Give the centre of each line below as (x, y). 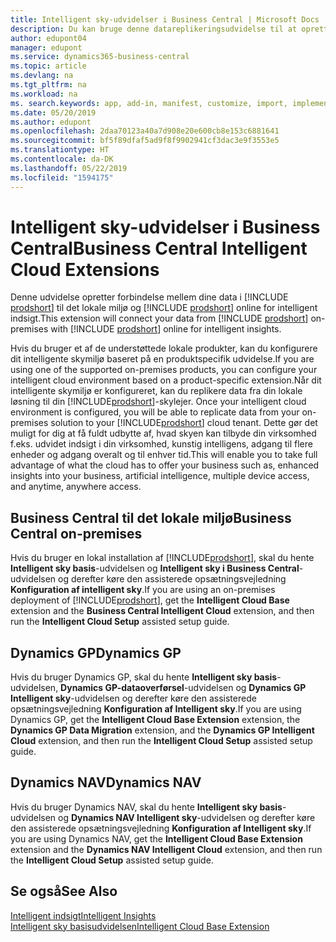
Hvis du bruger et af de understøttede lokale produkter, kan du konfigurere (164, 348)
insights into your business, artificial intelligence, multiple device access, (160, 476)
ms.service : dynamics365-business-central (100, 57)
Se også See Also (64, 891)
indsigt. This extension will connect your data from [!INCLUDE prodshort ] (159, 318)
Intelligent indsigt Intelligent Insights (83, 915)
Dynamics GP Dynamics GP (96, 652)
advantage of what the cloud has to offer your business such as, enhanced (165, 465)
